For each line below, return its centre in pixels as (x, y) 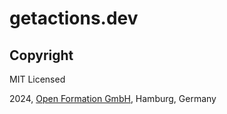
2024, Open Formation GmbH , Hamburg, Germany (113, 98)
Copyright (41, 55)
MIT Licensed (37, 79)
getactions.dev (74, 18)
